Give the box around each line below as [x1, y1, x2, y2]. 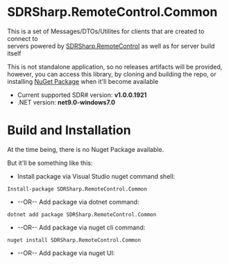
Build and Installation [7, 123, 131, 139]
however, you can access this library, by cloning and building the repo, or [7, 70, 217, 78]
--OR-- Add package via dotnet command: [17, 197, 139, 206]
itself [7, 49, 22, 58]
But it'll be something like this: [7, 159, 93, 167]
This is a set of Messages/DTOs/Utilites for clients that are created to [7, 27, 205, 35]
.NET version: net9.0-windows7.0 [17, 98, 116, 106]
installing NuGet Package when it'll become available [7, 77, 159, 85]
